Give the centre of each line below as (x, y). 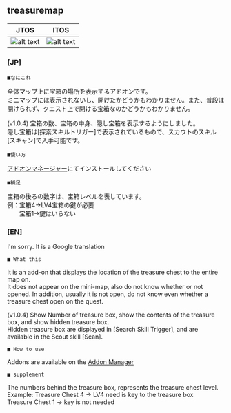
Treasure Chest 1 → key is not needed (61, 402)
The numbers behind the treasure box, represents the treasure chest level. (113, 388)
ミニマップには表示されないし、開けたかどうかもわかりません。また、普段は (116, 100)
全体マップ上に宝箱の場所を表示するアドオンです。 (79, 92)
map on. (19, 279)
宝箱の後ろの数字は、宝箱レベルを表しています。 (77, 197)
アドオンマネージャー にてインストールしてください (79, 169)
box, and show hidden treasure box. (58, 322)
